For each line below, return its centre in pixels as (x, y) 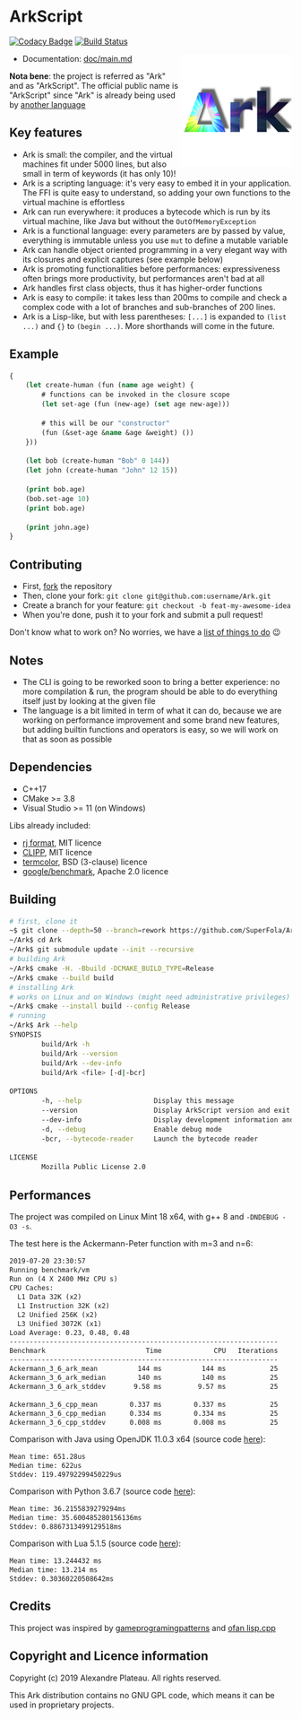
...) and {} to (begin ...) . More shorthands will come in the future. (148, 326)
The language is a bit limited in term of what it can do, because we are (152, 710)
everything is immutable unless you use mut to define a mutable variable (155, 240)
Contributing (46, 564)
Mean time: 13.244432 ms (56, 1561)
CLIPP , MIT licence (57, 852)
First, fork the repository (67, 586)
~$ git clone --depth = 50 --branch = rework (88, 931)
